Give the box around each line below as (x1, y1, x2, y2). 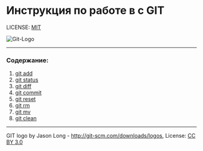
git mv (14, 108, 31, 115)
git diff (14, 83, 32, 90)
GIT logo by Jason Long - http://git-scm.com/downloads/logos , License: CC (6, 132, 196, 140)
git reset (14, 95, 36, 103)
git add (14, 70, 33, 77)
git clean (14, 115, 37, 122)
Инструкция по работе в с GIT (6, 4, 165, 18)
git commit (14, 89, 42, 97)
